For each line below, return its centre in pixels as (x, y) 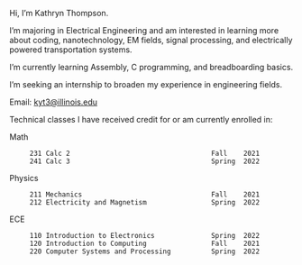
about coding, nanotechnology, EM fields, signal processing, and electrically (151, 40)
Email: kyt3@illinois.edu (53, 102)
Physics (24, 178)
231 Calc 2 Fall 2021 (144, 153)
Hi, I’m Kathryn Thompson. (59, 13)
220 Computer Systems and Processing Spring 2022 (144, 251)
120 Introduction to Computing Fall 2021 (144, 243)
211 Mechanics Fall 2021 (144, 195)
